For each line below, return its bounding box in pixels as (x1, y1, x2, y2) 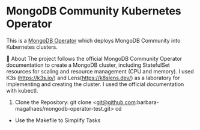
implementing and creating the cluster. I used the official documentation (6, 80, 184, 88)
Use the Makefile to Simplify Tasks (14, 116, 101, 124)
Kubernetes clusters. (6, 43, 58, 51)
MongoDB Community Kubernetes (6, 4, 181, 18)
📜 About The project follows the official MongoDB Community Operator (6, 55, 182, 62)
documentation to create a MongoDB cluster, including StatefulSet (6, 61, 170, 69)
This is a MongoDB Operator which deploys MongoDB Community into (6, 37, 181, 44)
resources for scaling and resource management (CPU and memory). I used (6, 67, 194, 75)
